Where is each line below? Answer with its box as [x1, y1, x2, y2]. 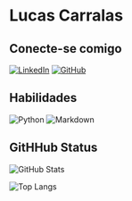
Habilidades [9, 90, 78, 105]
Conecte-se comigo [9, 41, 122, 56]
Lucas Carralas [9, 5, 123, 26]
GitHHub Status [9, 140, 98, 155]
